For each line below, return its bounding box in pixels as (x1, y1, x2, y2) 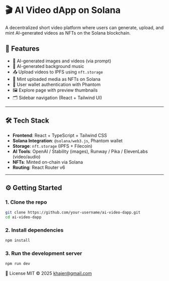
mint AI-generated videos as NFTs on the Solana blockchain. (5, 30, 131, 36)
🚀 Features (5, 44, 40, 53)
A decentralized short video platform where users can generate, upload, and (5, 24, 164, 31)
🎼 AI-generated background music (12, 63, 84, 69)
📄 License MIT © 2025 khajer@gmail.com (5, 270, 92, 276)
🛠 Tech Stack (5, 117, 49, 125)
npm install (5, 238, 30, 243)
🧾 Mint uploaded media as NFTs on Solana (12, 76, 101, 82)
